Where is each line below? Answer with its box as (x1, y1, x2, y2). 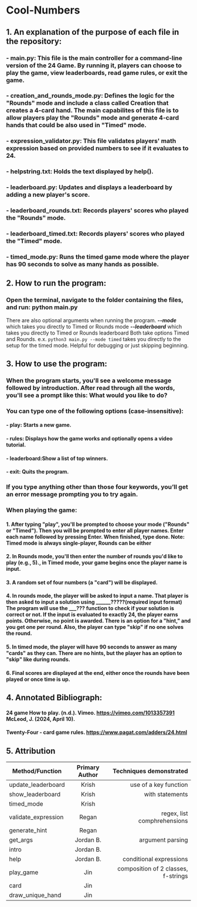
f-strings (163, 872, 188, 880)
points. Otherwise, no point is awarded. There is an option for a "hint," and (6, 617, 191, 624)
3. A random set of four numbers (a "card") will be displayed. (6, 578, 158, 586)
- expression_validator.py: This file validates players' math (6, 137, 176, 145)
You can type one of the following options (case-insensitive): (6, 407, 184, 415)
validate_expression (9, 813, 64, 822)
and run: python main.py (6, 303, 78, 312)
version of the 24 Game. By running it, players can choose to (6, 61, 182, 69)
